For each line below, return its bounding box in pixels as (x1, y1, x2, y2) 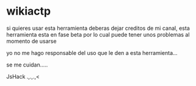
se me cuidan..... (6, 61, 48, 68)
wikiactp (6, 4, 51, 18)
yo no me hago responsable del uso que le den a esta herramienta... (6, 49, 178, 56)
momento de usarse (6, 37, 57, 45)
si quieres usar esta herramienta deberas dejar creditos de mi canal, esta (6, 24, 191, 32)
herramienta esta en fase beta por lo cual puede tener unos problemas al (6, 30, 190, 38)
